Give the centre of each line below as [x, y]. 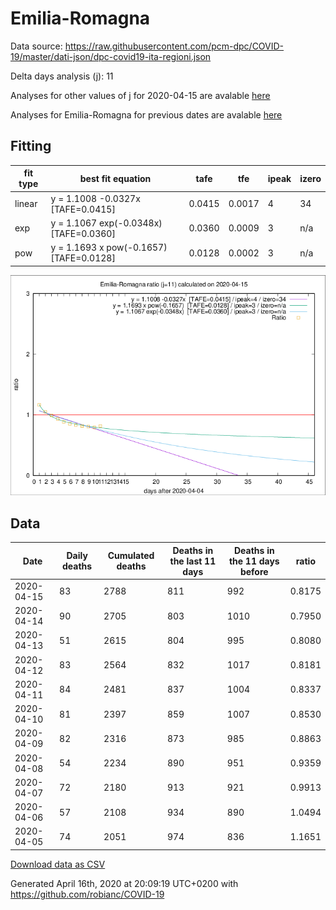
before [254, 571]
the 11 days [254, 561]
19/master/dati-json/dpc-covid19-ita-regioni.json [111, 56]
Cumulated [131, 556]
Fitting [31, 146]
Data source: [36, 46]
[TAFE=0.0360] [83, 233]
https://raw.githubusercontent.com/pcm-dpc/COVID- [174, 46]
